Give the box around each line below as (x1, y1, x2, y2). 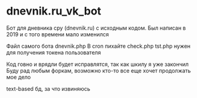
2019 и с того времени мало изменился (6, 30, 109, 38)
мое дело (6, 73, 32, 80)
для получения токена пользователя (6, 48, 101, 56)
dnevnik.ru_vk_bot (6, 4, 102, 18)
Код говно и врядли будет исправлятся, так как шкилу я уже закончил (6, 60, 189, 68)
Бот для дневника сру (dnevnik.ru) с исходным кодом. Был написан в (6, 24, 186, 31)
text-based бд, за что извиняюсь (6, 85, 91, 92)
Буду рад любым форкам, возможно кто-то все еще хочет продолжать (6, 67, 191, 74)
